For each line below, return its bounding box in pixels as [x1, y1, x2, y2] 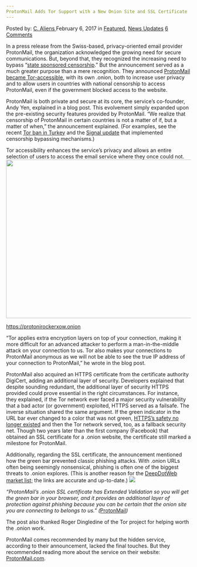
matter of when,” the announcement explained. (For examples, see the [6, 122, 176, 130]
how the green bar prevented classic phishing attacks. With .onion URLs [6, 457, 181, 464]
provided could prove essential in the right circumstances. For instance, [6, 389, 179, 396]
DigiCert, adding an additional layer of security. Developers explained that [6, 377, 185, 384]
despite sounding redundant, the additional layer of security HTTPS [6, 383, 169, 390]
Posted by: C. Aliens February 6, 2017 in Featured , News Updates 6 [6, 25, 168, 32]
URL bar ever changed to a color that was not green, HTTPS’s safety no [6, 415, 179, 422]
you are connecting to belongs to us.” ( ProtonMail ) [6, 507, 128, 514]
